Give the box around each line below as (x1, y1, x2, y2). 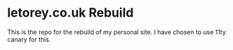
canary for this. (7, 35, 51, 43)
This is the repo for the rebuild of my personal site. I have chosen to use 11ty (7, 28, 227, 36)
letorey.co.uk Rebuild (7, 5, 134, 21)
